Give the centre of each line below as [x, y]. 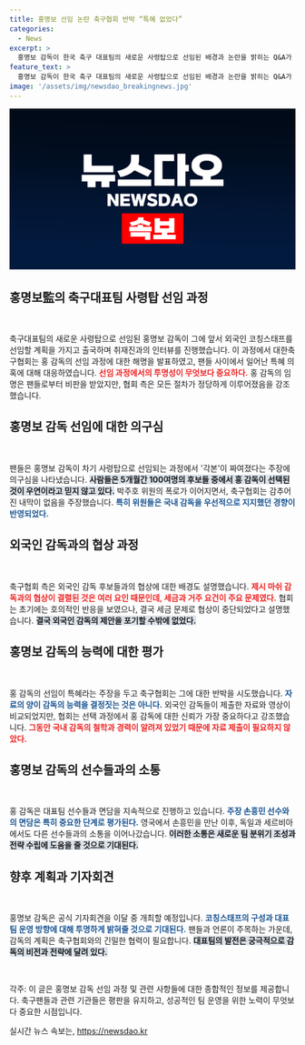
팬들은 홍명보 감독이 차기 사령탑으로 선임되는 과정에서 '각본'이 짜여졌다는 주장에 [150, 467]
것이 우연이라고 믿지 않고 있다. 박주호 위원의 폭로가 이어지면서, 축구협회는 [138, 490]
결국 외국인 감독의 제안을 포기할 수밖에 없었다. [116, 620]
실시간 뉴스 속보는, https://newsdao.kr [79, 1031]
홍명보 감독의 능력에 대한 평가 [87, 652]
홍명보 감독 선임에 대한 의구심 [87, 427]
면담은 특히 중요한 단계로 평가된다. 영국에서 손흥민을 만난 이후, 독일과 [140, 822]
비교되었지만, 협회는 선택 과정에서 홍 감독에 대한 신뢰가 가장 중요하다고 [134, 716]
